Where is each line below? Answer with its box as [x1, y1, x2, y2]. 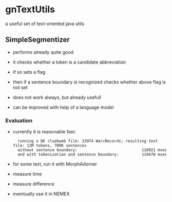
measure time [12, 171, 42, 177]
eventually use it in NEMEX [12, 191, 70, 197]
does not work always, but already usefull [12, 94, 102, 100]
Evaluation [5, 117, 32, 124]
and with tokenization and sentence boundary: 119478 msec [17, 152, 167, 157]
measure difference [12, 181, 55, 187]
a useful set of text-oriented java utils [5, 21, 85, 27]
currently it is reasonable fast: [12, 129, 76, 135]
